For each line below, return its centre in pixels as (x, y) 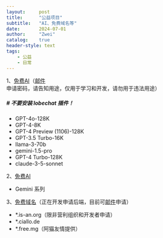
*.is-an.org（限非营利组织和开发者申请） (65, 215)
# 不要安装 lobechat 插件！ (40, 103)
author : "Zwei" (31, 35)
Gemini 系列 (30, 189)
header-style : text (31, 46)
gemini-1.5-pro (34, 151)
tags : (13, 51)
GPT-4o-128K (32, 119)
